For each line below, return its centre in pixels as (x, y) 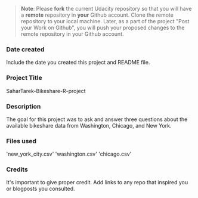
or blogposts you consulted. (41, 189)
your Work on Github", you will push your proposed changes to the (103, 27)
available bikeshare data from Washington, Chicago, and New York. (89, 125)
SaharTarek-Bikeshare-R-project (46, 91)
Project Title (24, 78)
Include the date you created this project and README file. (78, 63)
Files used (21, 141)
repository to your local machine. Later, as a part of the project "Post (105, 21)
